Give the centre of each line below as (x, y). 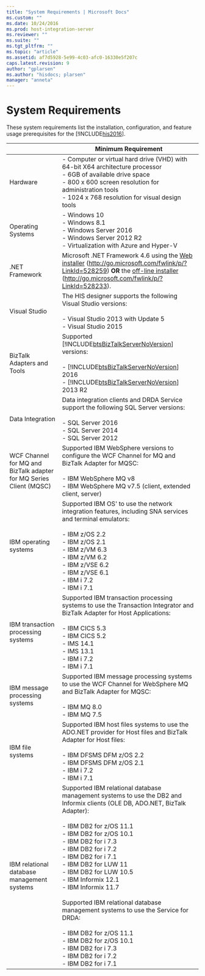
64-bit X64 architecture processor (112, 167)
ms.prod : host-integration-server (50, 29)
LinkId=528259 (85, 271)
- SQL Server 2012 (90, 438)
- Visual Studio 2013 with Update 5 (113, 319)
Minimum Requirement (129, 149)
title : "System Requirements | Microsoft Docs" (68, 12)
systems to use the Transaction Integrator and (128, 606)
